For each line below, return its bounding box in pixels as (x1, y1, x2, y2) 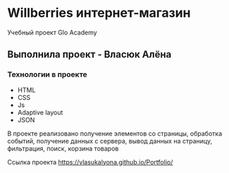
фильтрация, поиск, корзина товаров (7, 144, 119, 153)
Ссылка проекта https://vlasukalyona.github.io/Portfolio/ (7, 158, 173, 166)
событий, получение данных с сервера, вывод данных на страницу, (7, 136, 213, 145)
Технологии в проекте (7, 70, 88, 79)
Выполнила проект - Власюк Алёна (7, 49, 172, 60)
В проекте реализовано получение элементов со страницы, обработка (7, 129, 223, 138)
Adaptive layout (17, 108, 63, 117)
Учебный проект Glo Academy (7, 28, 97, 37)
